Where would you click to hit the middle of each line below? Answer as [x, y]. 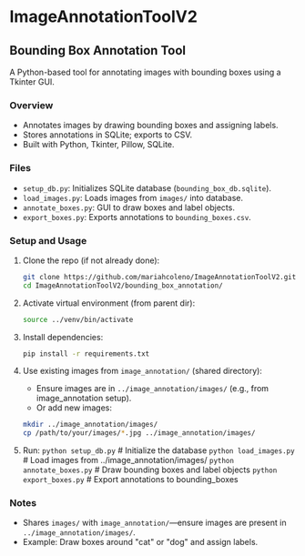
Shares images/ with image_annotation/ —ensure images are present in [154, 523]
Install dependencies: [63, 337]
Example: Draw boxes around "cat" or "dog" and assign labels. [140, 542]
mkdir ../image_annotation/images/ [90, 425]
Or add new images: [74, 408]
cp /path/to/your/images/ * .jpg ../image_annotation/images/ [139, 433]
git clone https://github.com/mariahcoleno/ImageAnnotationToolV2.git [159, 277]
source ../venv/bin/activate [78, 319]
